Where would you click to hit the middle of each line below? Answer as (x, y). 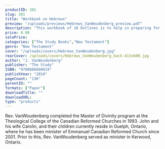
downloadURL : (19, 97)
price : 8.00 (17, 33)
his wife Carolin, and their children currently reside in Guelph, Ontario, (76, 126)
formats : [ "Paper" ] (25, 88)
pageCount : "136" (23, 79)
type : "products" (23, 102)
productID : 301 (21, 10)
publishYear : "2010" (26, 74)
